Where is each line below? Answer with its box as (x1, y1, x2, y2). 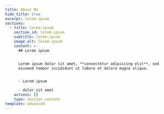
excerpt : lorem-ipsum (5, 16, 50, 21)
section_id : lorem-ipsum (14, 30, 65, 35)
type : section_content (14, 97, 60, 102)
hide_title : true (5, 12, 41, 17)
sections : (5, 21, 26, 26)
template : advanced (5, 101, 45, 106)
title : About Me (5, 7, 38, 12)
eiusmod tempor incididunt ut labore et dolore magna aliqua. (18, 66, 148, 71)
